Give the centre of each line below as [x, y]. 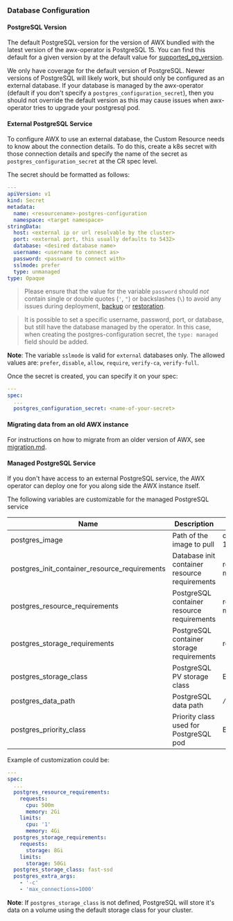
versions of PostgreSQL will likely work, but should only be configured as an [116, 78]
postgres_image [37, 540]
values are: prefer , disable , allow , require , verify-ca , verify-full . [103, 363]
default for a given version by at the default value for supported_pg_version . [115, 57]
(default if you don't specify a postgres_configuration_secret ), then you [111, 93]
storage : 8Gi [44, 850]
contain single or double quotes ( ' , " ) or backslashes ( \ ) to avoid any [123, 299]
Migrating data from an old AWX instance [68, 424]
